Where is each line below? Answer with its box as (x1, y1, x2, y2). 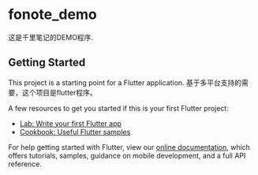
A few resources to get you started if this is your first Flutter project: (8, 103, 229, 113)
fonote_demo (8, 6, 97, 24)
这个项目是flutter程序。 (21, 87, 97, 97)
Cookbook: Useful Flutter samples (19, 127, 131, 136)
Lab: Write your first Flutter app (19, 118, 122, 128)
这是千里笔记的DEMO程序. (8, 32, 93, 42)
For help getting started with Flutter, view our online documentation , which (8, 142, 251, 151)
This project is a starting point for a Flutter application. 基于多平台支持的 (8, 77, 242, 87)
